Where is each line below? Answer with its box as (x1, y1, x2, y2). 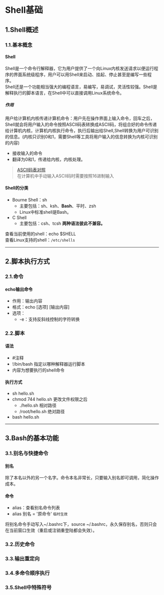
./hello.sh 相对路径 (19, 402, 57, 408)
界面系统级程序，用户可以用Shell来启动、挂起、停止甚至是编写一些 (13, 72, 148, 77)
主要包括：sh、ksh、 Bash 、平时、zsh (19, 203, 96, 209)
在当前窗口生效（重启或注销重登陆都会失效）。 (5, 527, 97, 533)
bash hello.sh (12, 414, 40, 420)
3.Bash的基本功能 (5, 434, 60, 443)
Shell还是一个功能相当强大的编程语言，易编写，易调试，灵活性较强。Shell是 (5, 84, 158, 90)
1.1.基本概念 (5, 41, 33, 48)
